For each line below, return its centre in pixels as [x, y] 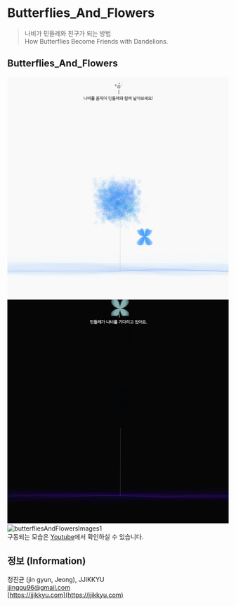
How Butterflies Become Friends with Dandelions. [96, 41]
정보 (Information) [47, 561]
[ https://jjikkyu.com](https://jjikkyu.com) [66, 595]
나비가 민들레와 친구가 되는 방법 [67, 33]
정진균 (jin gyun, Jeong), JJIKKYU [56, 579]
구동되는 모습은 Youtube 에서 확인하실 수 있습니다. [76, 536]
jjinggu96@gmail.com [39, 587]
